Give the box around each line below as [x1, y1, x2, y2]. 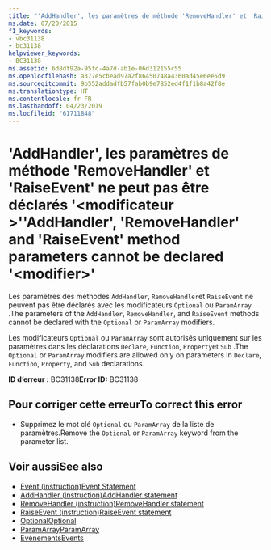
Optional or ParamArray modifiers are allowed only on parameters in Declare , [8, 349, 262, 360]
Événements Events [19, 533, 85, 543]
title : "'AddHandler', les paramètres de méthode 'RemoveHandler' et [8, 11, 248, 20]
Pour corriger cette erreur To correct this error [8, 398, 243, 412]
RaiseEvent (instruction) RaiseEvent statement [19, 507, 172, 517]
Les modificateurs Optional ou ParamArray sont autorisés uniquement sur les [8, 332, 262, 342]
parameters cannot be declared [8, 247, 224, 266]
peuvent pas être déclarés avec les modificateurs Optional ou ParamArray [8, 300, 252, 310]
